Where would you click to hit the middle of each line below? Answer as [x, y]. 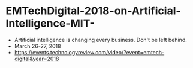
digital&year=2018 [37, 59]
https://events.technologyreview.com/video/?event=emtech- [89, 52]
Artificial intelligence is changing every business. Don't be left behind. [100, 40]
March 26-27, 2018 [37, 46]
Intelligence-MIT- [50, 23]
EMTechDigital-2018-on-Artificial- [93, 11]
